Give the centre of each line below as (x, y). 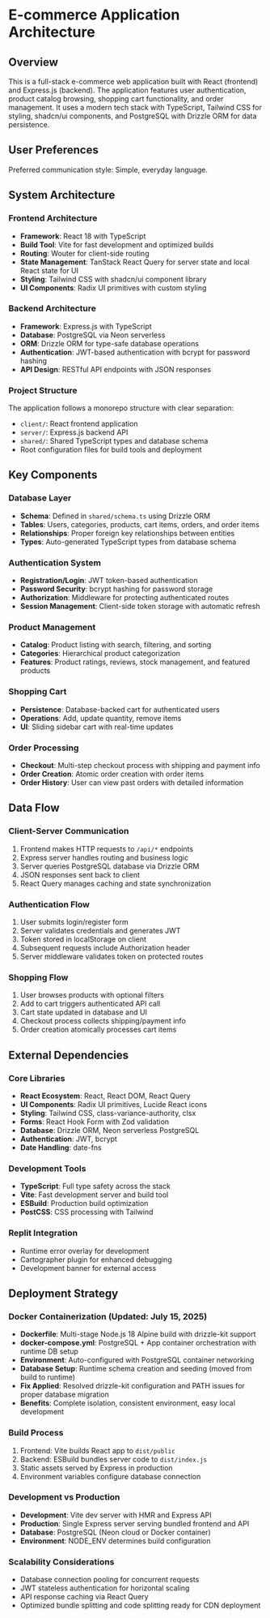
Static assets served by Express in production (96, 1468)
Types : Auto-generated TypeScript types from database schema (128, 542)
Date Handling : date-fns (61, 1147)
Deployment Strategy (63, 1293)
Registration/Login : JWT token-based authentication (109, 581)
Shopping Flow (38, 977)
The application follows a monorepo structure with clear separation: (121, 408)
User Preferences (53, 150)
